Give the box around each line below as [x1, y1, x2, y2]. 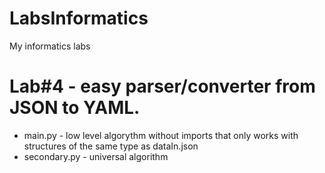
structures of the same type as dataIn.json [23, 140, 199, 152]
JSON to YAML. [9, 97, 141, 119]
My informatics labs [9, 40, 91, 52]
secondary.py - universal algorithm [23, 150, 169, 162]
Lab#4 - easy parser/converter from [9, 75, 316, 98]
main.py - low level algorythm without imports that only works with [23, 129, 299, 141]
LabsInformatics [9, 7, 149, 30]
